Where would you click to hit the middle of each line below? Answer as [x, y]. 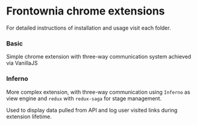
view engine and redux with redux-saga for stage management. [84, 98]
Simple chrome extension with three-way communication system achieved [99, 57]
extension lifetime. [29, 117]
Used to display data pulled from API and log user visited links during [92, 110]
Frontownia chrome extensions [86, 11]
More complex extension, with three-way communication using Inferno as [98, 92]
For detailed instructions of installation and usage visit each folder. [89, 28]
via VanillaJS [22, 63]
